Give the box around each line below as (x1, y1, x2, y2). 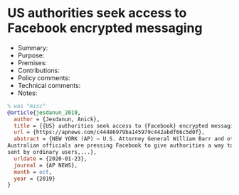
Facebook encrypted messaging (7, 20, 203, 36)
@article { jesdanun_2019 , (7, 108, 81, 116)
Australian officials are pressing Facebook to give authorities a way (7, 142, 224, 150)
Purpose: (17, 51, 45, 60)
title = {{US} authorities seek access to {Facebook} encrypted (14, 122, 208, 129)
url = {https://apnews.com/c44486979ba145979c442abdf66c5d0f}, (14, 129, 205, 136)
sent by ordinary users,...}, (7, 149, 97, 156)
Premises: (17, 58, 48, 67)
